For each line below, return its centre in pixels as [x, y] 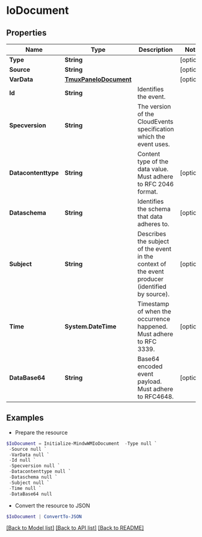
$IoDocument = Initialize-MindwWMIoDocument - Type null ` [82, 444]
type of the [153, 162]
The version [154, 106]
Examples [25, 418]
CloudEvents [155, 121]
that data [150, 216]
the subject [153, 241]
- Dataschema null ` [33, 477]
